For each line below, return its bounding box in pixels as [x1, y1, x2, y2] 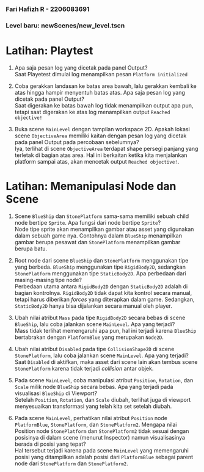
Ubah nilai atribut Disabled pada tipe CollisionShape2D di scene [14, 345, 175, 352]
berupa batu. [14, 245, 48, 252]
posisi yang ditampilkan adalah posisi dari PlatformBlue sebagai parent [14, 453, 194, 460]
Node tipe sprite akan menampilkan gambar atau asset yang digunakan [14, 225, 194, 233]
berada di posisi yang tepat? [14, 440, 86, 448]
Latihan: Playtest [5, 44, 93, 58]
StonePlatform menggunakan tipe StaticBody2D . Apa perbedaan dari [14, 269, 187, 277]
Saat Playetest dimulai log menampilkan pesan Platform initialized [14, 70, 188, 78]
